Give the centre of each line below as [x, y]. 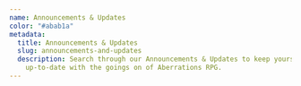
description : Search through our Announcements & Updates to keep [144, 59]
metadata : [28, 34]
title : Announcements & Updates [78, 43]
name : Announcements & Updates [68, 17]
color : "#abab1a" [42, 26]
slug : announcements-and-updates [80, 51]
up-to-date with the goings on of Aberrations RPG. [124, 68]
